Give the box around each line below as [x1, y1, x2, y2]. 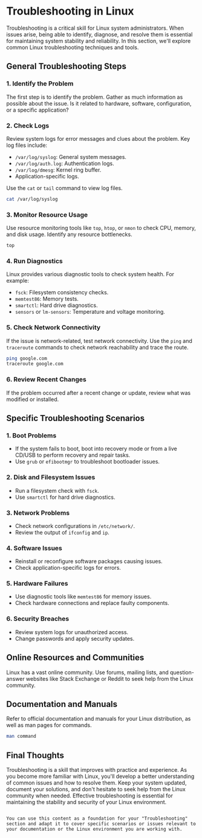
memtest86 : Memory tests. [15, 296, 79, 303]
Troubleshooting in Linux [6, 4, 134, 18]
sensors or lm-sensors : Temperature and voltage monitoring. [15, 308, 165, 316]
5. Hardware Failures [6, 580, 68, 588]
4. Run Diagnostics [6, 257, 64, 265]
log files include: [6, 141, 47, 149]
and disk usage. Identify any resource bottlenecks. [6, 231, 132, 238]
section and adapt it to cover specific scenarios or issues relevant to [6, 821, 197, 827]
